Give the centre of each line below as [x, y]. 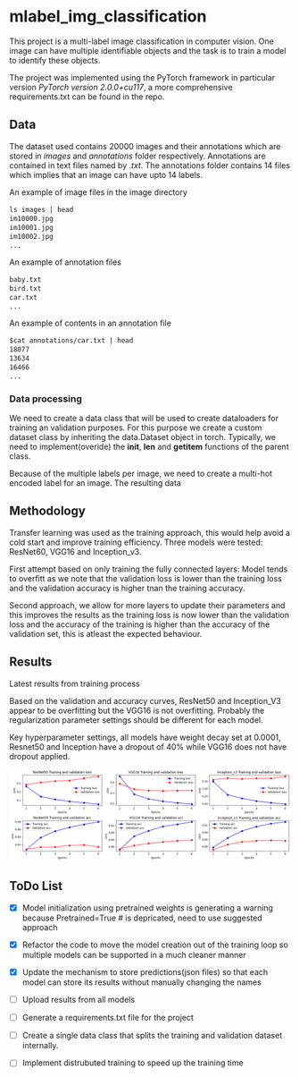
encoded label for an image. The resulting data [95, 483]
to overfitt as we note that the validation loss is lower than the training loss [146, 578]
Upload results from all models [79, 1000]
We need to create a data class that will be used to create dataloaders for [144, 419]
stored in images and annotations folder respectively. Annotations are [137, 156]
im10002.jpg [31, 236]
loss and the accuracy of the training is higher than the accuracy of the [140, 624]
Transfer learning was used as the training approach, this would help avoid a [150, 532]
